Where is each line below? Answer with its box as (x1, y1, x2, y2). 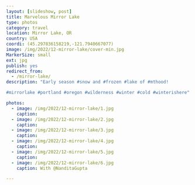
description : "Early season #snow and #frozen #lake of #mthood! (6, 79, 169, 85)
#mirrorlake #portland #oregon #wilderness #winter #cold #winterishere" (6, 90, 190, 96)
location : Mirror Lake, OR (6, 30, 72, 36)
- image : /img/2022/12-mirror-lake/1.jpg (11, 106, 114, 111)
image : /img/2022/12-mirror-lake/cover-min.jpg (6, 47, 125, 53)
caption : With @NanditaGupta (16, 165, 88, 171)
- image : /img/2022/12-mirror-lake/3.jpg (11, 127, 114, 133)
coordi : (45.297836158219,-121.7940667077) (6, 41, 114, 47)
